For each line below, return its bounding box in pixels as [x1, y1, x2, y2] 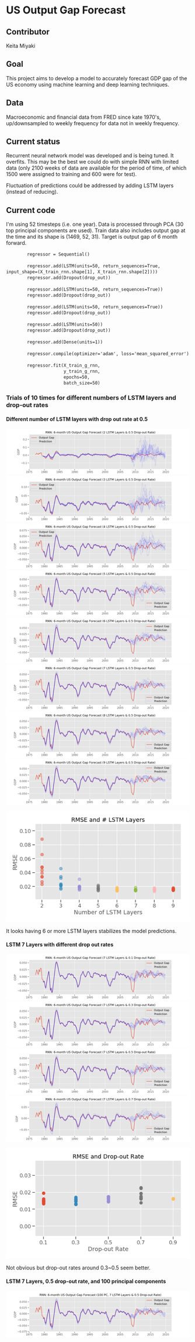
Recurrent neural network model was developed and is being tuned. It [6, 152, 174, 159]
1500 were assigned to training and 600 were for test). [6, 171, 137, 178]
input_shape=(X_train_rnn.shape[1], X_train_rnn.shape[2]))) [6, 269, 158, 275]
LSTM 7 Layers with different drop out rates [6, 941, 114, 948]
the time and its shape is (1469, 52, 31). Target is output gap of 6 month [6, 233, 178, 240]
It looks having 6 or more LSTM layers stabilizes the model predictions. [6, 928, 177, 935]
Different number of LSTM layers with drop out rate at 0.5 [6, 415, 148, 422]
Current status [6, 137, 60, 147]
